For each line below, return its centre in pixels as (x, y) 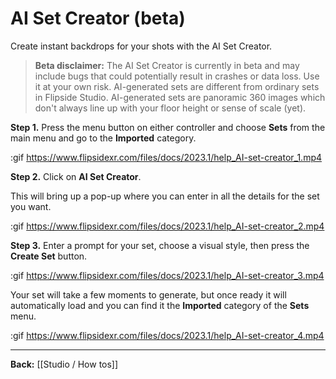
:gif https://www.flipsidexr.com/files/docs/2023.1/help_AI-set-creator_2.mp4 (167, 226)
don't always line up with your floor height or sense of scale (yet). (170, 108)
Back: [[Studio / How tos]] (64, 364)
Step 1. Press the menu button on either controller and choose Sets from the (168, 127)
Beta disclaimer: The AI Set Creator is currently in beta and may (167, 65)
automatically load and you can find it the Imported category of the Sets (160, 305)
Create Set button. (49, 256)
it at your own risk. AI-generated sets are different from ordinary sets (177, 86)
